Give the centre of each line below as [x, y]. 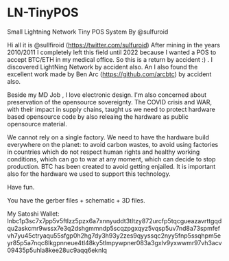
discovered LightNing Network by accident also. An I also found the [103, 67]
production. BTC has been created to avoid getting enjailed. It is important [111, 166]
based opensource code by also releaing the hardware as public [98, 116]
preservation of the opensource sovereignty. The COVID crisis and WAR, [110, 102]
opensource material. [37, 124]
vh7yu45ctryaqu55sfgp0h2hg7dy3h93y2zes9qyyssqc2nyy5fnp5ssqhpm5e [114, 236]
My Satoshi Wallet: [33, 214]
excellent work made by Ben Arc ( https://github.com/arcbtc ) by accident [109, 74]
